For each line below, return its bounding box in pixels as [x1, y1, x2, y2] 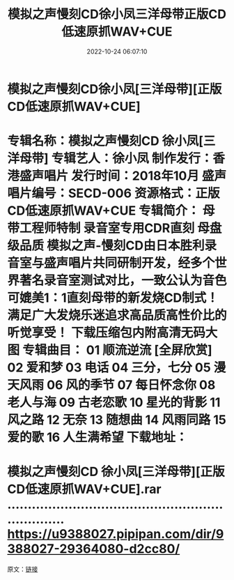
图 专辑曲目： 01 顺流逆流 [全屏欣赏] [7, 342, 212, 358]
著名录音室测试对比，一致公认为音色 [19, 273, 228, 289]
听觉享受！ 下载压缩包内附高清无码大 [7, 325, 218, 341]
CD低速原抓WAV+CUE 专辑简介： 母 [7, 203, 215, 219]
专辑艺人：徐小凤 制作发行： [51, 151, 213, 167]
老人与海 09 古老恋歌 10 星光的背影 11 [7, 395, 221, 411]
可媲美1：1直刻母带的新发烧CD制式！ [7, 290, 219, 306]
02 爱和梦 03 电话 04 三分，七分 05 [7, 360, 211, 376]
